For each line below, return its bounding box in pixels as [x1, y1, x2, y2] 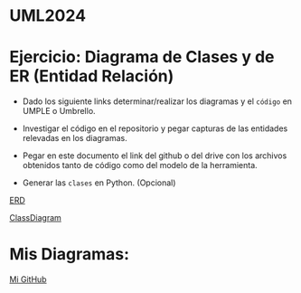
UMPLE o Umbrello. [22, 106, 97, 117]
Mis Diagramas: [9, 244, 129, 265]
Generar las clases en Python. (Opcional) [22, 177, 176, 188]
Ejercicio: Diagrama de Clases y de [9, 47, 275, 68]
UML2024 [9, 5, 87, 26]
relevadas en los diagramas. [22, 133, 128, 144]
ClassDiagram [9, 213, 61, 223]
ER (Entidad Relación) [9, 66, 174, 87]
